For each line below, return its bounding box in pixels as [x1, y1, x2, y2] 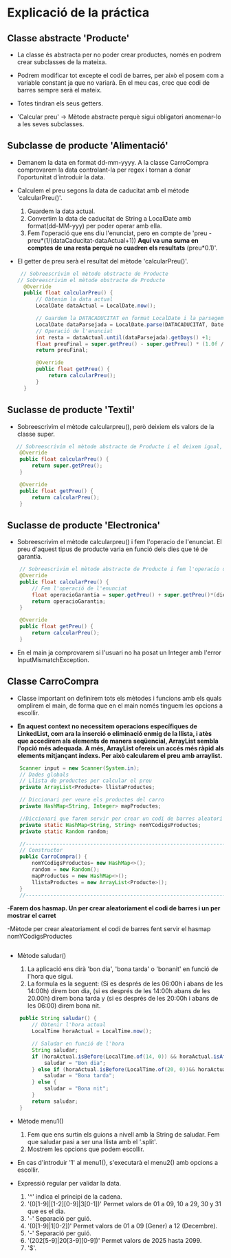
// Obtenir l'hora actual [32, 1021, 107, 1028]
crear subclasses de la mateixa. [16, 58, 107, 66]
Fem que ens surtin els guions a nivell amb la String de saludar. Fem [27, 1130, 220, 1139]
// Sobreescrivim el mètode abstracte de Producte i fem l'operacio [19, 566, 220, 573]
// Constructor [19, 847, 63, 854]
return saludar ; [32, 1098, 78, 1105]
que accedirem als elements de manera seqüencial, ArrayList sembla [16, 737, 219, 745]
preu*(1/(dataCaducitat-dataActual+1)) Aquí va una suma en [27, 236, 199, 244]
